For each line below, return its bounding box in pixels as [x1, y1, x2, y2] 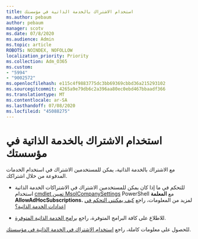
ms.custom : [6, 64, 33, 70]
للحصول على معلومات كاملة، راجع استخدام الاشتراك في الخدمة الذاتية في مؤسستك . [6, 226, 191, 233]
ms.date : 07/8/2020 [6, 31, 55, 37]
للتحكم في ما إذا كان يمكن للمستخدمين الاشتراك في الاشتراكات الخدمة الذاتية [14, 184, 185, 191]
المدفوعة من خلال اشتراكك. [6, 172, 68, 180]
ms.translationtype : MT [6, 92, 65, 98]
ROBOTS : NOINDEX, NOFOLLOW [6, 48, 73, 54]
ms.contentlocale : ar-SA [6, 97, 68, 103]
